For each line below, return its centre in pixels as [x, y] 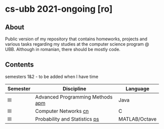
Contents [20, 65]
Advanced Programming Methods [74, 97]
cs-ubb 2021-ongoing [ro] [59, 9]
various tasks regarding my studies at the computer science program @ [77, 44]
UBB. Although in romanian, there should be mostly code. [63, 49]
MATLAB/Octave [137, 119]
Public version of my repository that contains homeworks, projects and [76, 39]
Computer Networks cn [62, 111]
